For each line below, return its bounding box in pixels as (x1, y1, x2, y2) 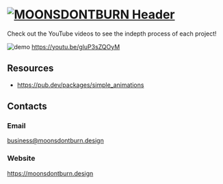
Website (7, 154, 36, 163)
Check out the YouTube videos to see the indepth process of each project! (7, 29, 217, 38)
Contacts (7, 101, 48, 112)
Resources (7, 62, 54, 75)
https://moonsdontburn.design (7, 169, 94, 177)
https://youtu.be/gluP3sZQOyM (31, 42, 120, 51)
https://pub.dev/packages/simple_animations (16, 81, 144, 89)
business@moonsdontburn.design (7, 137, 104, 145)
